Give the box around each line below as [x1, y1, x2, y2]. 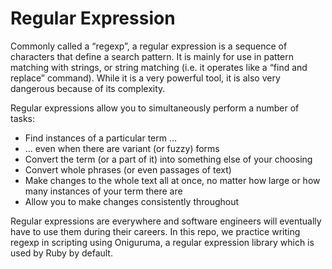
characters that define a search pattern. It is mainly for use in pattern [10, 50, 294, 62]
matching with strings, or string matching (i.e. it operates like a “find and [10, 61, 308, 73]
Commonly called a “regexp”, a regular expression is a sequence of [10, 40, 288, 52]
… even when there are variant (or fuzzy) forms [24, 142, 220, 154]
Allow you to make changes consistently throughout [24, 195, 240, 207]
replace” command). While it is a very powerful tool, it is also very [10, 72, 281, 84]
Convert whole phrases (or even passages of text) [24, 163, 232, 176]
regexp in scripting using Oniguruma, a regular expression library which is [10, 236, 315, 248]
